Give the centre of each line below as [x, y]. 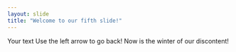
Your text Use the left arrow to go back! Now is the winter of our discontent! [118, 41]
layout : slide [28, 14]
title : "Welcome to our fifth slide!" [65, 21]
